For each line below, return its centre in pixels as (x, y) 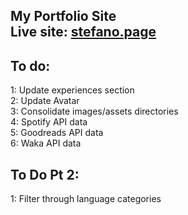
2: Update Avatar (45, 101)
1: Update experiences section (72, 90)
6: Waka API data (46, 143)
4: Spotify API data (49, 122)
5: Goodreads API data (57, 133)
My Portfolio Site (63, 16)
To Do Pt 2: (45, 174)
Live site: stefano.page (83, 32)
